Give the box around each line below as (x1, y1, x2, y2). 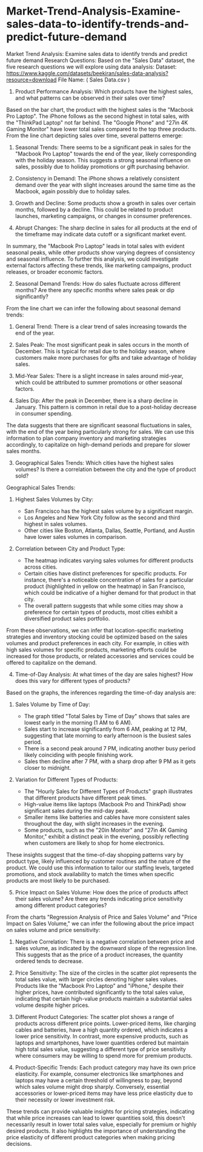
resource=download (6, 76, 57, 83)
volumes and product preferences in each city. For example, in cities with (6, 639, 189, 646)
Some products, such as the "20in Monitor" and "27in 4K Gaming (24, 826, 188, 834)
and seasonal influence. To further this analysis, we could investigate (6, 255, 179, 262)
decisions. (6, 1140, 32, 1147)
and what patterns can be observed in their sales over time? (15, 94, 165, 101)
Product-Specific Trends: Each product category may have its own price (15, 1063, 196, 1071)
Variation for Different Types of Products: (15, 776, 118, 783)
